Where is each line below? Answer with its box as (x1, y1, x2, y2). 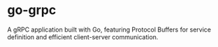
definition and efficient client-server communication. (7, 32, 159, 41)
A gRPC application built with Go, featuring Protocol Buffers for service (7, 25, 212, 34)
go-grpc (7, 2, 57, 18)
